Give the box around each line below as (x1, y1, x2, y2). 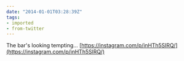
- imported (6, 20, 34, 26)
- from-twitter (6, 25, 45, 32)
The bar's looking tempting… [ (6, 42, 82, 49)
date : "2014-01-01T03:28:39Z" (6, 8, 83, 15)
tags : (6, 14, 20, 20)
